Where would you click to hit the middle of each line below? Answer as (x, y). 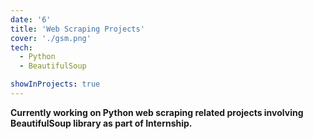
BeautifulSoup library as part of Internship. (101, 123)
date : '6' (31, 19)
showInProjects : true (55, 84)
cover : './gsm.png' (51, 38)
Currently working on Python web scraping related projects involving (157, 112)
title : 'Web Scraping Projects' (77, 29)
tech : (21, 47)
